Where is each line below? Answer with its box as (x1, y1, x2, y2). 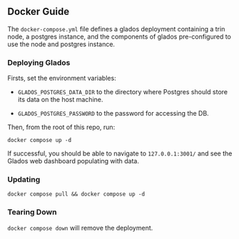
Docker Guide (7, 6, 70, 18)
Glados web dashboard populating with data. (7, 157, 139, 166)
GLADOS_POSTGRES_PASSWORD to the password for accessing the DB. (17, 109, 209, 118)
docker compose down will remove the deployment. (7, 223, 153, 232)
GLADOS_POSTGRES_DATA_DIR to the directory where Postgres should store (17, 88, 228, 96)
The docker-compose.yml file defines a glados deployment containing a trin (7, 24, 225, 33)
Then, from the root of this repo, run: (7, 123, 116, 131)
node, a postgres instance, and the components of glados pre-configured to (7, 32, 232, 41)
